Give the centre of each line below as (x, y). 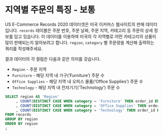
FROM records (18, 115)
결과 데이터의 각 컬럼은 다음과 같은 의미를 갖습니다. (53, 59)
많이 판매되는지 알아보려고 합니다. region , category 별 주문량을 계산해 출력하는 (80, 42)
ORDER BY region (21, 124)
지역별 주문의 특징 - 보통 (50, 10)
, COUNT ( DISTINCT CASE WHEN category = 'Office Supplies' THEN (81, 106)
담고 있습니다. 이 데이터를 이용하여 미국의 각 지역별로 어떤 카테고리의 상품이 (85, 36)
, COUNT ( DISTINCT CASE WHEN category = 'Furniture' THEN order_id (84, 101)
